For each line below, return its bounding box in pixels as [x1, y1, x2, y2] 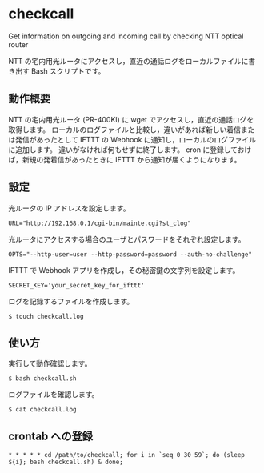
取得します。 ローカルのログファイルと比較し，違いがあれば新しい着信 [8, 125, 242, 134]
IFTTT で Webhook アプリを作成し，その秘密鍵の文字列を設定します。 [8, 265, 240, 275]
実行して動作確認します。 [8, 359, 92, 368]
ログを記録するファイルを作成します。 [8, 296, 134, 306]
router [8, 39, 29, 49]
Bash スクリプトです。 [30, 66, 106, 76]
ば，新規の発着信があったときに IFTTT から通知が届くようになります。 [8, 154, 242, 164]
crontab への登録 [8, 429, 94, 443]
